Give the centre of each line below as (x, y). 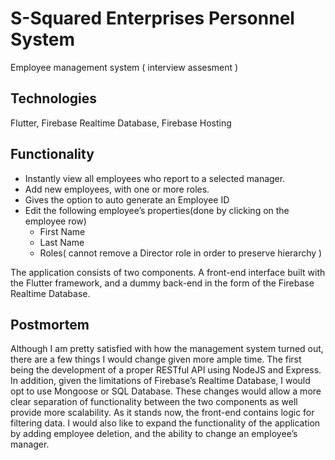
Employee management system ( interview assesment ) (124, 67)
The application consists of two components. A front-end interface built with (168, 272)
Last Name (62, 242)
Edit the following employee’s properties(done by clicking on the (157, 210)
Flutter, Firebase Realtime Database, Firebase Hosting (121, 123)
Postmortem (50, 324)
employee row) (55, 221)
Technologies (54, 98)
